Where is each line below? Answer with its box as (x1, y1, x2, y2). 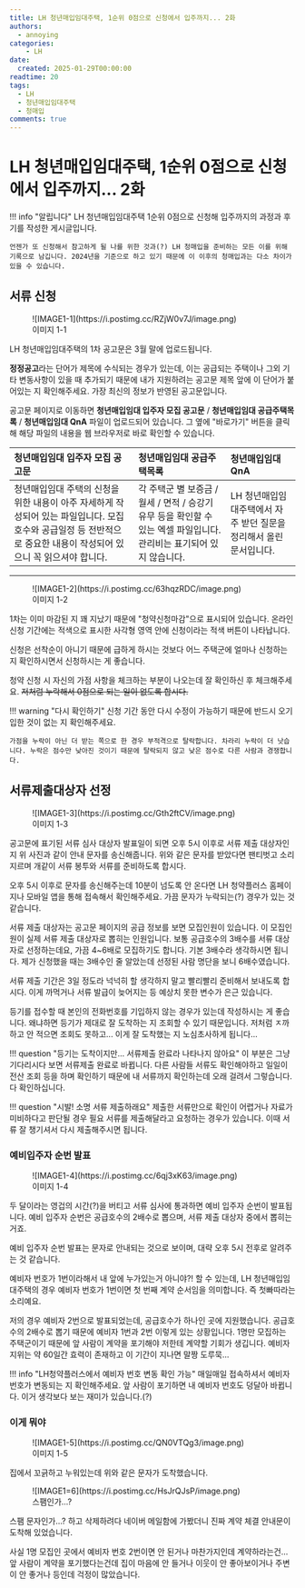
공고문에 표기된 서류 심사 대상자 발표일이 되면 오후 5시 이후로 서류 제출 (9, 837, 259, 848)
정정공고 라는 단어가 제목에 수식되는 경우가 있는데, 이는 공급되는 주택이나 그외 (9, 363, 281, 374)
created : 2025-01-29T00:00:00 (17, 65, 132, 74)
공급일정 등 (41, 524, 86, 536)
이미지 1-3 (32, 818, 69, 829)
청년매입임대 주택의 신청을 (14, 483, 120, 495)
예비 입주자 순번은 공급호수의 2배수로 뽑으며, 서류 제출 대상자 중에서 (28, 1211, 269, 1223)
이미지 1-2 (32, 594, 68, 604)
